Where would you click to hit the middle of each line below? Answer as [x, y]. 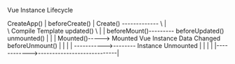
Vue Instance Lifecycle [40, 10]
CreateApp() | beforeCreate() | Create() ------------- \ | [87, 23]
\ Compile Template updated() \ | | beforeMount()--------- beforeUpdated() [116, 31]
